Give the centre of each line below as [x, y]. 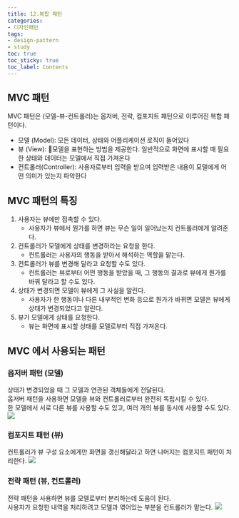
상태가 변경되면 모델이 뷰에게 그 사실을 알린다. [82, 290]
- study [19, 47]
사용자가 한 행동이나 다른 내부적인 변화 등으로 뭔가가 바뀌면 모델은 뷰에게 [129, 300]
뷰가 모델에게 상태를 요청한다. [59, 318]
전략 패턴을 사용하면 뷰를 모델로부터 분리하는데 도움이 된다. [89, 498]
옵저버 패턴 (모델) [36, 373]
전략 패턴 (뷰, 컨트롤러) [44, 481]
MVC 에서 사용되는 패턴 [56, 351]
